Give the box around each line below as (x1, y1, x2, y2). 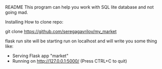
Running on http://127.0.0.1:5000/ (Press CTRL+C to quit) (12, 58, 127, 64)
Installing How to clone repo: (5, 19, 63, 25)
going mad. (5, 9, 28, 15)
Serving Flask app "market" (12, 53, 69, 59)
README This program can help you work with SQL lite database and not (5, 4, 154, 10)
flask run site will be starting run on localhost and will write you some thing (5, 38, 157, 44)
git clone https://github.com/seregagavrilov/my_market (5, 29, 117, 34)
